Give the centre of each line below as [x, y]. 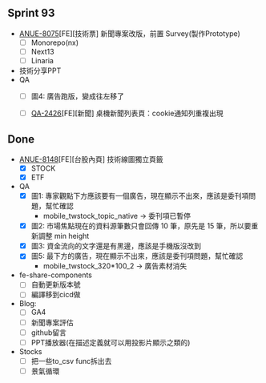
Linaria [42, 60]
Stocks [30, 351]
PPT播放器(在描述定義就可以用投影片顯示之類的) [111, 342]
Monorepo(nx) [55, 42]
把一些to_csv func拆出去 [71, 361]
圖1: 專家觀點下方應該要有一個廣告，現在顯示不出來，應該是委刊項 [140, 196]
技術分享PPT [40, 71]
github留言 [49, 333]
